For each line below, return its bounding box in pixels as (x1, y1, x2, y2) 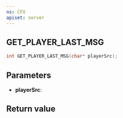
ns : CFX (6, 9, 26, 15)
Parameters (6, 70, 52, 80)
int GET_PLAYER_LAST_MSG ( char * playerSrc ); (6, 53, 118, 60)
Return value (6, 104, 56, 114)
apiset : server (6, 15, 45, 21)
